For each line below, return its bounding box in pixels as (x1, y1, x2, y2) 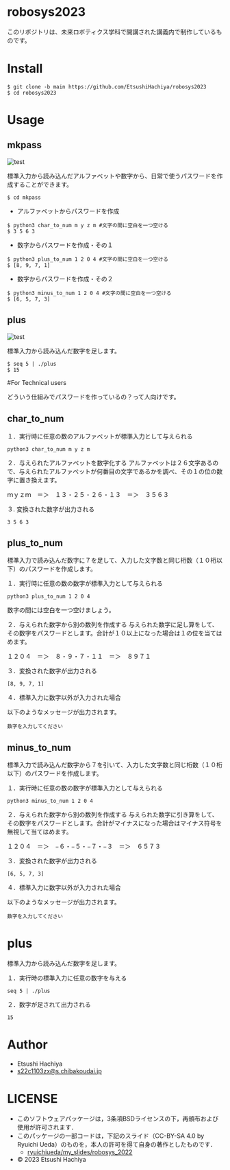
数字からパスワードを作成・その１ (16, 241, 114, 249)
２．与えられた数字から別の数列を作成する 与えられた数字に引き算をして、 (7, 810, 218, 819)
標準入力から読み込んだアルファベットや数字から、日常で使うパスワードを (7, 172, 217, 180)
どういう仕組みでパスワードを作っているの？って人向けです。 (7, 393, 180, 401)
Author (7, 1037, 48, 1053)
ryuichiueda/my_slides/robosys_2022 (27, 1147, 133, 1156)
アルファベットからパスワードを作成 (16, 207, 120, 215)
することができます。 (12, 180, 73, 189)
